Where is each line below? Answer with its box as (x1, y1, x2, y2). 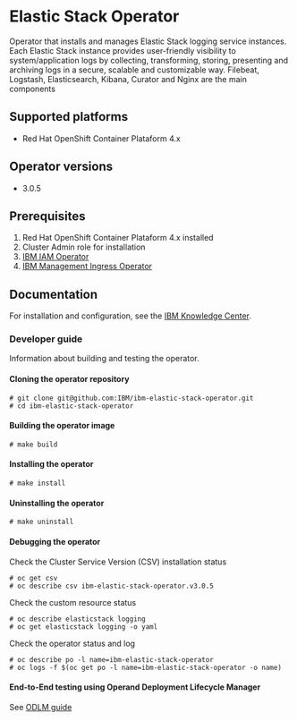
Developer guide (9, 333, 83, 345)
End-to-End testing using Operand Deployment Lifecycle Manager (9, 682, 261, 692)
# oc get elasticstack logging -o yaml (9, 622, 158, 632)
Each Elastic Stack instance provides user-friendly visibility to (9, 45, 237, 55)
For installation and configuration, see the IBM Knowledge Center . (9, 310, 252, 321)
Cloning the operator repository (9, 374, 130, 385)
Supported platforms (9, 109, 128, 124)
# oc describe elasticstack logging (9, 615, 146, 623)
